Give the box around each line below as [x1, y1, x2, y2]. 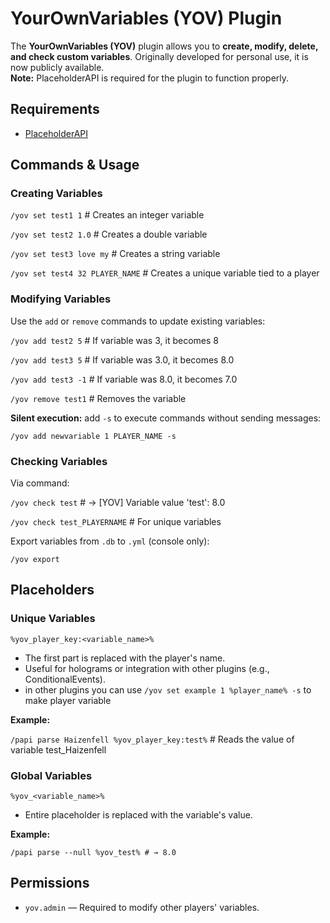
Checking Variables [10, 454, 108, 468]
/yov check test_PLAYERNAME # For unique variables [10, 516, 222, 528]
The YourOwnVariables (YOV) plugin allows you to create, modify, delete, [10, 40, 319, 52]
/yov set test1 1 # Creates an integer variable [10, 209, 205, 221]
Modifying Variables [10, 292, 112, 306]
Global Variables [10, 768, 93, 782]
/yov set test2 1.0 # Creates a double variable [10, 228, 208, 241]
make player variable [24, 694, 112, 706]
